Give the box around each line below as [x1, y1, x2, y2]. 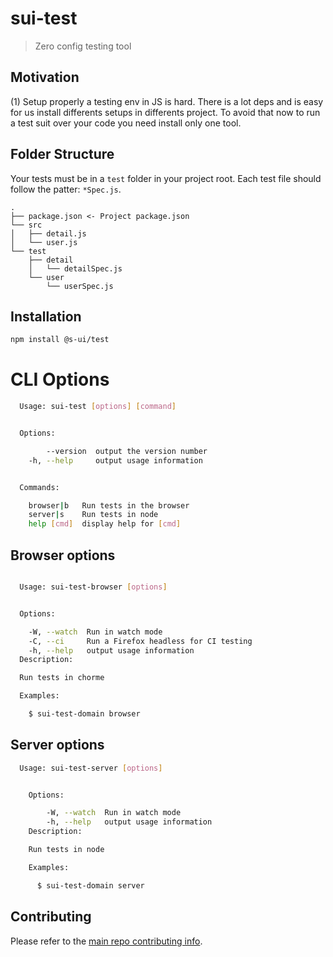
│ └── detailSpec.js [28, 263, 123, 274]
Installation [10, 308, 82, 325]
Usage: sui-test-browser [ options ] [19, 582, 168, 592]
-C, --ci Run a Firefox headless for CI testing [28, 636, 253, 646]
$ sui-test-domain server [36, 880, 145, 891]
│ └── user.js [10, 237, 78, 247]
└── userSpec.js [46, 281, 114, 291]
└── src [10, 220, 43, 230]
